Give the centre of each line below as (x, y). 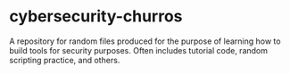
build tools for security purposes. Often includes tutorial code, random (138, 50)
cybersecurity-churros (96, 16)
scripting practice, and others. (65, 60)
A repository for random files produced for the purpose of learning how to (145, 41)
